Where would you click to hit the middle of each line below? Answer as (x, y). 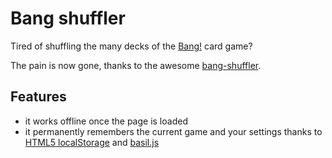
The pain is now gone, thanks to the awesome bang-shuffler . (136, 65)
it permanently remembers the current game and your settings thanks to (173, 131)
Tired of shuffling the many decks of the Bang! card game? (131, 46)
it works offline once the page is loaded (106, 121)
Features (38, 97)
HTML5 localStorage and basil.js (92, 142)
